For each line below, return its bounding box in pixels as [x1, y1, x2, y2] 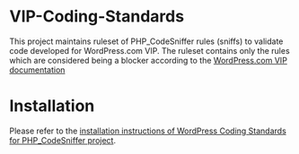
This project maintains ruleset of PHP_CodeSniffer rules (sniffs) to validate [9, 36, 284, 47]
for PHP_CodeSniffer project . [9, 134, 117, 145]
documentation [9, 64, 66, 75]
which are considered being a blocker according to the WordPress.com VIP [9, 55, 287, 65]
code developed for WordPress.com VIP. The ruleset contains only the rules [9, 45, 290, 56]
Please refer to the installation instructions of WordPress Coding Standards [9, 125, 287, 136]
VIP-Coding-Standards [9, 6, 185, 27]
